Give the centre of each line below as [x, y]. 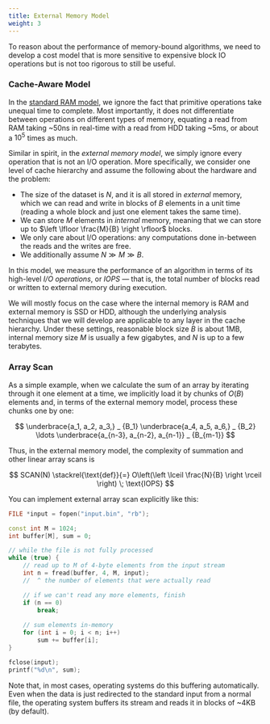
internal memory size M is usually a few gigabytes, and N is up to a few [126, 338]
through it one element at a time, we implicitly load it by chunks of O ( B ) [126, 394]
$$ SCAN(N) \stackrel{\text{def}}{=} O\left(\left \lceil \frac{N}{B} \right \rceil [135, 474]
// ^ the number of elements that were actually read [117, 580]
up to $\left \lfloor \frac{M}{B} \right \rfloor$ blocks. [106, 229]
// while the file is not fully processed [81, 550]
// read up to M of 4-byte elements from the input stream [124, 566]
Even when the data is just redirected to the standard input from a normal [130, 694]
